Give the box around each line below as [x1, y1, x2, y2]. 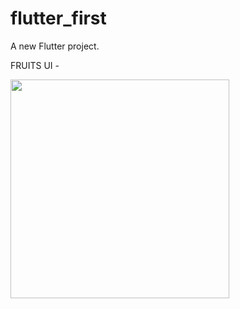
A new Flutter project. [10, 40, 100, 52]
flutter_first [10, 7, 107, 30]
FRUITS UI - [10, 59, 60, 71]
